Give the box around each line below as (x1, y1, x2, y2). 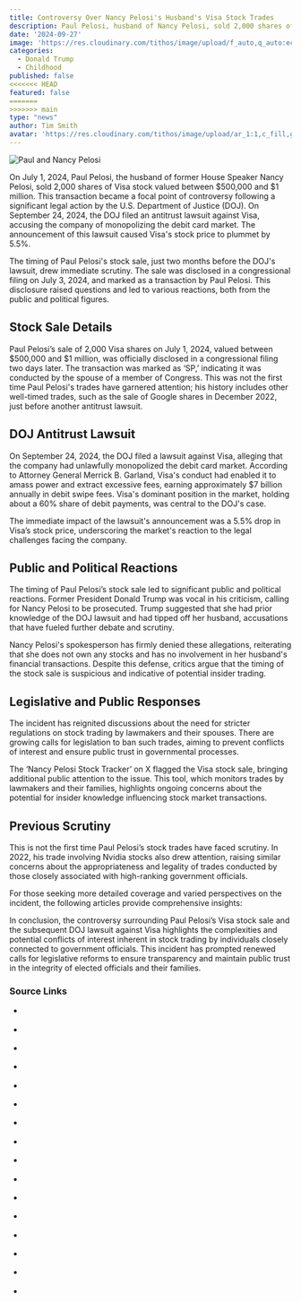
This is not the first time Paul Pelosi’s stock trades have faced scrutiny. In (9, 841, 279, 852)
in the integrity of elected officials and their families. (9, 962, 202, 973)
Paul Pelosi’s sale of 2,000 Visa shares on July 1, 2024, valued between (9, 343, 273, 354)
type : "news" (9, 113, 58, 122)
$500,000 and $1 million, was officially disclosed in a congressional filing (9, 353, 279, 364)
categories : (9, 47, 54, 56)
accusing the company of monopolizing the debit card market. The (9, 219, 256, 229)
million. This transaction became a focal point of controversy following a (9, 190, 276, 202)
